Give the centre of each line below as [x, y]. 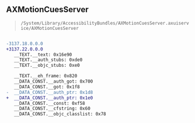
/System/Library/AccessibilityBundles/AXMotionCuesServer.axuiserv [105, 23]
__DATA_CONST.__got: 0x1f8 [47, 87]
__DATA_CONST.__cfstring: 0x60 [52, 109]
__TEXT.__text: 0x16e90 [43, 54]
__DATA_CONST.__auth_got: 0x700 [53, 81]
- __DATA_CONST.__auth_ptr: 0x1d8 [50, 92]
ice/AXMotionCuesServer [50, 28]
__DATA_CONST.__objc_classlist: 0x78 [60, 114]
